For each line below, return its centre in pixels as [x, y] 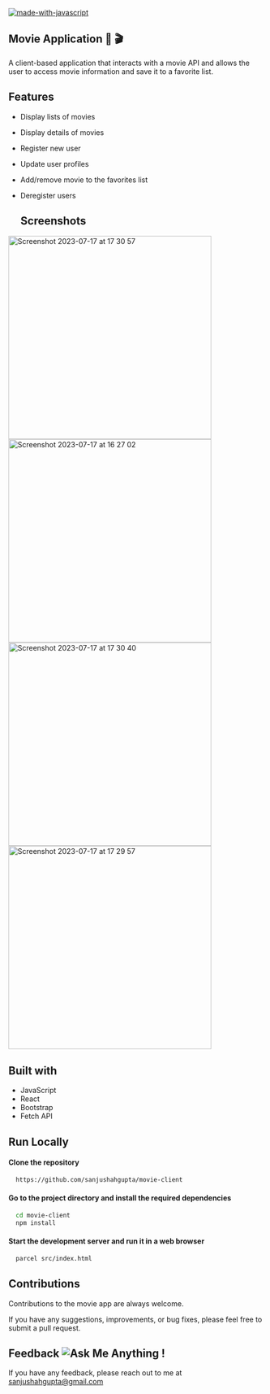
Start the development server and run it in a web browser [107, 1241]
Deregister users [48, 195]
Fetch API [36, 1116]
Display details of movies [62, 132]
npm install [36, 1223]
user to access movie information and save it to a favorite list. [111, 71]
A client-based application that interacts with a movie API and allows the [129, 63]
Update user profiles [54, 163]
